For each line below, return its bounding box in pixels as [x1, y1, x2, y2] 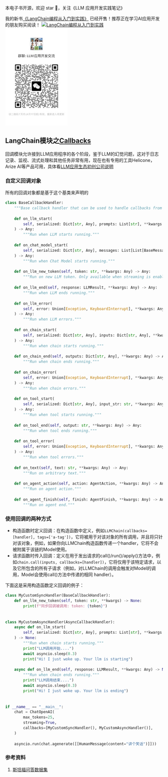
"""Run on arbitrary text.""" [23, 470, 86, 475]
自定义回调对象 [5, 177, 41, 184]
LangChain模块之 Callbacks [5, 137, 91, 145]
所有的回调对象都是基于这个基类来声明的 [5, 189, 88, 196]
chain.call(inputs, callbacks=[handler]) [16, 560, 104, 565]
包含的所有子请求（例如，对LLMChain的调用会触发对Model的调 [25, 565, 156, 571]
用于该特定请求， [121, 559, 157, 565]
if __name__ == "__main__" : [5, 704, 64, 709]
